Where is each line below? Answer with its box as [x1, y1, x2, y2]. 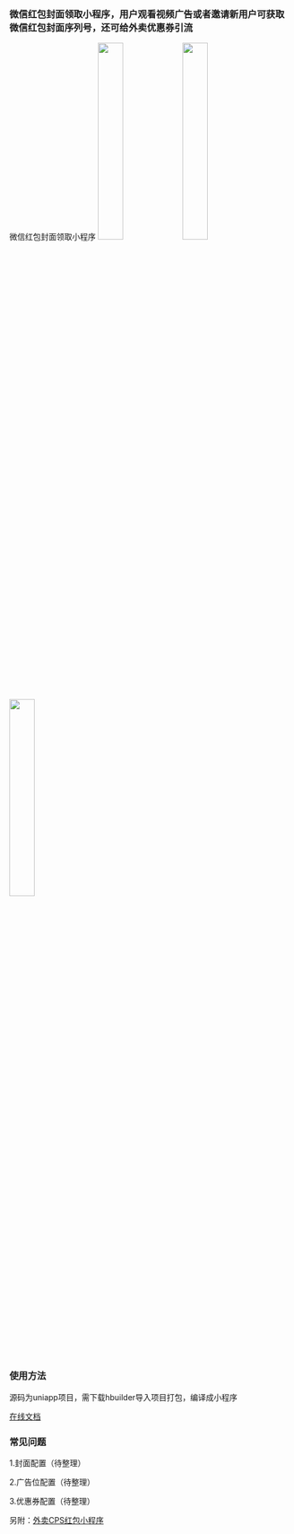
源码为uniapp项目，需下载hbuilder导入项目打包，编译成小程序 [9, 1391, 238, 1402]
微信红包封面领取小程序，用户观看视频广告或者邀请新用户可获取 [9, 7, 285, 20]
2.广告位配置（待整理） [9, 1477, 96, 1487]
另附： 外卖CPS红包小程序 [9, 1514, 105, 1525]
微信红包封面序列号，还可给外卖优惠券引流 [9, 21, 194, 33]
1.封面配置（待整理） [9, 1457, 86, 1468]
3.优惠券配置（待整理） [9, 1495, 96, 1506]
